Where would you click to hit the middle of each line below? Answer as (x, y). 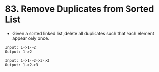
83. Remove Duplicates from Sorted (79, 9)
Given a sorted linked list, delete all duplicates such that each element (83, 33)
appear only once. (31, 38)
